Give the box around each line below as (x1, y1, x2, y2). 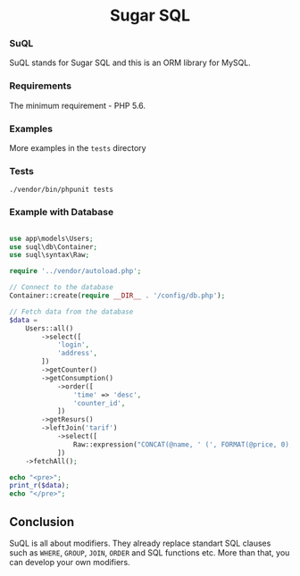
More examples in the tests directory (9, 143, 146, 154)
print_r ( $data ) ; (9, 481, 70, 490)
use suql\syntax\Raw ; (9, 251, 90, 260)
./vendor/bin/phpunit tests (9, 185, 114, 195)
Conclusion (9, 514, 75, 530)
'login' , (56, 340, 90, 349)
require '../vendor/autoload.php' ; (9, 267, 142, 276)
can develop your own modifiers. (9, 556, 131, 567)
